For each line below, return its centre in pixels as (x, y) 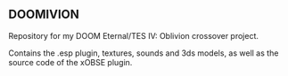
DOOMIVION (44, 15)
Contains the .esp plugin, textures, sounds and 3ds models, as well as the (144, 53)
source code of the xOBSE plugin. (70, 62)
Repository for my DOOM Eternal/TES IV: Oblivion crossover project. (134, 35)
